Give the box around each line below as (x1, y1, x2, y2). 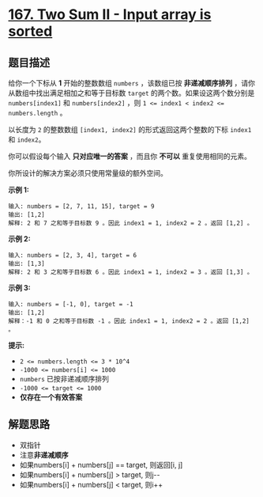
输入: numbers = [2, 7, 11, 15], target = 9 (8, 203, 155, 211)
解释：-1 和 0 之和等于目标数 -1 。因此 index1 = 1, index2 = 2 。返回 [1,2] (8, 317, 250, 325)
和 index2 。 (8, 135, 46, 144)
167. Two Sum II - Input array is (8, 6, 212, 24)
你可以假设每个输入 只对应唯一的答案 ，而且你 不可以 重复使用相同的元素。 (8, 152, 251, 161)
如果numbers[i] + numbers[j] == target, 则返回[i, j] (19, 460, 183, 469)
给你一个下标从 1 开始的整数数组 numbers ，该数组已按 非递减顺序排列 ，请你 (8, 78, 255, 88)
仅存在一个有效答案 (19, 393, 83, 401)
